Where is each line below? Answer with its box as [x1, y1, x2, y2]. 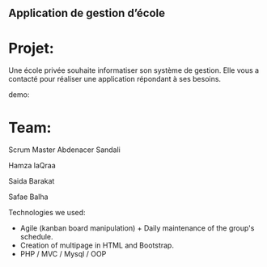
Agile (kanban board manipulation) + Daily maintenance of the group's [19, 223, 255, 233]
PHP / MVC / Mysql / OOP [19, 249, 107, 259]
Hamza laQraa [8, 161, 57, 171]
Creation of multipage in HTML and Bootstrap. [19, 240, 174, 250]
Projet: [8, 39, 54, 57]
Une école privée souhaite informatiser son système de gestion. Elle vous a [8, 66, 260, 75]
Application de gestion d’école [8, 6, 166, 20]
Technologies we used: [8, 208, 87, 218]
